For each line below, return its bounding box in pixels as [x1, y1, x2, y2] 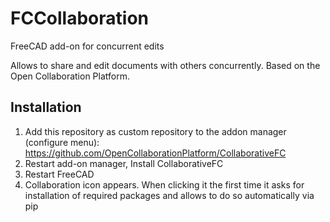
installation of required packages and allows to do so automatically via [24, 189, 315, 201]
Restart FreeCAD [24, 168, 95, 180]
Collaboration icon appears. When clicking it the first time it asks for [24, 178, 305, 191]
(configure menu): [24, 136, 100, 148]
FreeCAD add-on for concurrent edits [10, 40, 165, 52]
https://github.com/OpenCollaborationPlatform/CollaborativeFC [24, 147, 287, 159]
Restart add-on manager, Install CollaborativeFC [24, 157, 224, 169]
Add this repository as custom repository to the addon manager [24, 125, 287, 137]
